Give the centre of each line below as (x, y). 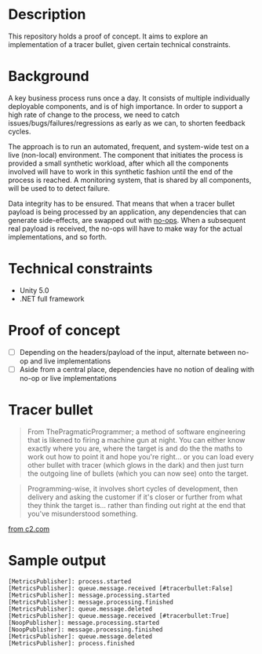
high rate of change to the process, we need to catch (94, 115)
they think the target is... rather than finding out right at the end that (136, 505)
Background (49, 77)
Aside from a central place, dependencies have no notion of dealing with (137, 369)
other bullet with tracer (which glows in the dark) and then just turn (136, 465)
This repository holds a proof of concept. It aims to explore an (108, 36)
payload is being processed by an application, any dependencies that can (127, 212)
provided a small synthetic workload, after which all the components (118, 163)
